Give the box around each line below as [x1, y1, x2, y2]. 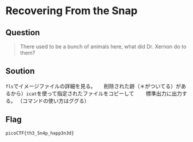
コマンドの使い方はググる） [22, 97, 89, 104]
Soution [5, 66, 35, 76]
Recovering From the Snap [5, 4, 138, 18]
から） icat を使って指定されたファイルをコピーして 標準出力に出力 [10, 90, 182, 97]
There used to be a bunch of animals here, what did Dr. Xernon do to [19, 43, 187, 50]
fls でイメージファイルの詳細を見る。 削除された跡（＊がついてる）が [5, 82, 181, 89]
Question [5, 28, 40, 38]
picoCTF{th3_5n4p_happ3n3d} [5, 130, 75, 136]
